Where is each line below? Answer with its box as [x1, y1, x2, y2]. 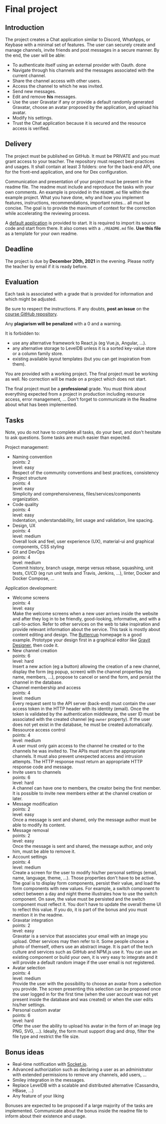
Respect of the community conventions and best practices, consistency [12, 470, 159, 476]
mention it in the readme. [12, 912, 63, 918]
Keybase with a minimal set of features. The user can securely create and [5, 42, 156, 48]
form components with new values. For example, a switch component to [12, 886, 160, 892]
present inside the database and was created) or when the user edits [12, 997, 154, 1003]
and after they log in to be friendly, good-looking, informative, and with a [12, 616, 161, 622]
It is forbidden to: [5, 330, 41, 336]
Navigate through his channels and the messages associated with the [12, 67, 155, 73]
